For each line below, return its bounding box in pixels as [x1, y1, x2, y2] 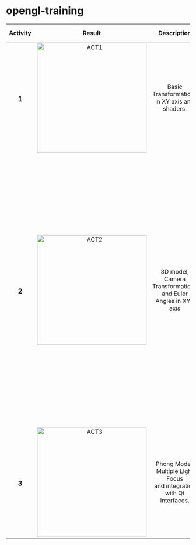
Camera [164, 275, 186, 283]
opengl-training [6, 4, 84, 18]
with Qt [164, 489, 185, 497]
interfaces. [160, 496, 190, 504]
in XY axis [155, 97, 183, 105]
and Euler [162, 289, 188, 298]
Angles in [155, 296, 181, 305]
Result [82, 29, 101, 37]
